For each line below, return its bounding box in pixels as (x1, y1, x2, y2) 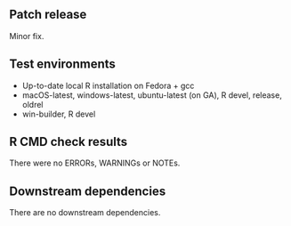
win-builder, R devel (21, 109, 96, 119)
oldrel (21, 99, 44, 109)
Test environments (9, 57, 116, 72)
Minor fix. (9, 30, 44, 41)
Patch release (9, 7, 87, 22)
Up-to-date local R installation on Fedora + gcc (21, 80, 195, 91)
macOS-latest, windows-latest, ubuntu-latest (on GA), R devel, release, (21, 89, 282, 101)
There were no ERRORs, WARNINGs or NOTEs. (9, 157, 181, 168)
